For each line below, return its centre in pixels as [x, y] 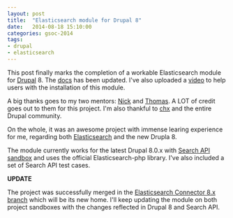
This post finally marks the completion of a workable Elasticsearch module [114, 72]
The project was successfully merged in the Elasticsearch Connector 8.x [112, 192]
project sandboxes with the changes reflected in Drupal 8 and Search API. [113, 207]
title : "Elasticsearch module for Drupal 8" [74, 20]
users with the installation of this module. [66, 87]
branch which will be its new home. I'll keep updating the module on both [112, 199]
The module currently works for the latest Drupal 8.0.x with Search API [109, 150]
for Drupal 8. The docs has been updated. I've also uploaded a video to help [116, 80]
